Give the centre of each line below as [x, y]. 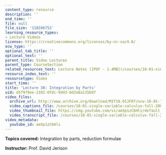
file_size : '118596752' [30, 28]
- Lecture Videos [23, 38]
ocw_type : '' [19, 46]
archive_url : [23, 102]
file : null [16, 23]
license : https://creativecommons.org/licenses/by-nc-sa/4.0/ [70, 42]
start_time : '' [21, 83]
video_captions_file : [32, 106]
